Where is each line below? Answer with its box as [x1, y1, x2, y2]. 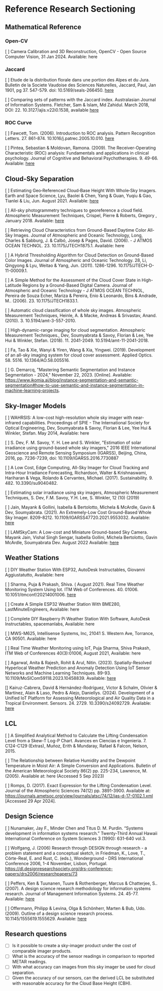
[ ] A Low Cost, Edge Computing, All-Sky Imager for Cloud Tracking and [5, 465, 149, 471]
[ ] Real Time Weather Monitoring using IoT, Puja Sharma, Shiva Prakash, [5, 645, 151, 651]
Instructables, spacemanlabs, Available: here [5, 621, 95, 627]
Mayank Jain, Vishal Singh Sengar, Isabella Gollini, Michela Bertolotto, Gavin [5, 535, 158, 540]
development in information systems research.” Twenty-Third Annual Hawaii [5, 830, 158, 836]
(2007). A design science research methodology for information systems [5, 885, 151, 891]
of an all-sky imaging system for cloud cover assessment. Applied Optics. [5, 352, 153, 358]
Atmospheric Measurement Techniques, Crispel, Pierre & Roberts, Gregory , [5, 213, 157, 218]
